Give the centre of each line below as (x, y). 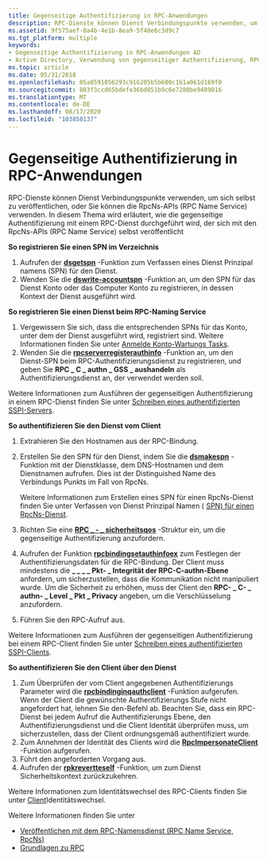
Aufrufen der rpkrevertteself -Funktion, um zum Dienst (110, 767)
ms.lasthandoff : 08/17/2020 (55, 112)
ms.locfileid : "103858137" (53, 119)
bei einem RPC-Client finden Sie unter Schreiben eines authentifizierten (126, 643)
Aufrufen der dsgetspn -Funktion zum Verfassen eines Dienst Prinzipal (136, 262)
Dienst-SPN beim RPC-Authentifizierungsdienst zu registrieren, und (130, 361)
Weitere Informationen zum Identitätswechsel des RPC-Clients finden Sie (128, 791)
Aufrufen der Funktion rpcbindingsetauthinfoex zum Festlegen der (130, 553)
